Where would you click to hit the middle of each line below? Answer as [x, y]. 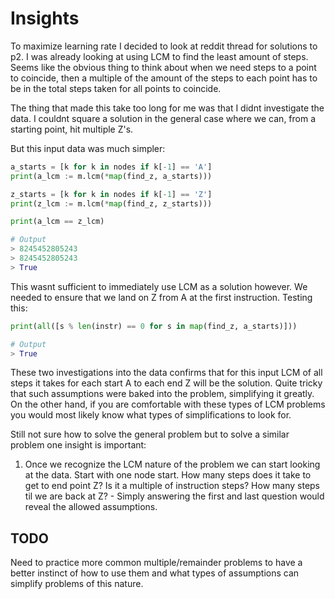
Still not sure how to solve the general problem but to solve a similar [150, 434]
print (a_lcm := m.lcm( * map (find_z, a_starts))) [111, 176]
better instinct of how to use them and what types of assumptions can [155, 573]
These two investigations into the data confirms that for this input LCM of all [166, 373]
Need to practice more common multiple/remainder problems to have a [156, 563]
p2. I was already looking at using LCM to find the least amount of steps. [159, 56]
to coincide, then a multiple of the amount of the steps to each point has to [164, 78]
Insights [45, 18]
